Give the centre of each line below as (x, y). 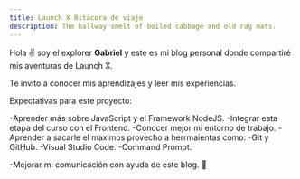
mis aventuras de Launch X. (61, 65)
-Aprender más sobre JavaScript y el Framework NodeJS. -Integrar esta (144, 118)
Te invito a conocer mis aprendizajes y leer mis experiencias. (123, 83)
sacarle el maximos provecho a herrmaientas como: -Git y (161, 137)
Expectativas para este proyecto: (71, 100)
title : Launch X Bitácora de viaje (76, 18)
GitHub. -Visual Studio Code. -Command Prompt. (101, 146)
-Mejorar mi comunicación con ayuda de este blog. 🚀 (108, 165)
